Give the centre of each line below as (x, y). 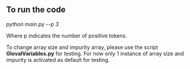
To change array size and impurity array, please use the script (82, 47)
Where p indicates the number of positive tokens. (67, 36)
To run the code (36, 10)
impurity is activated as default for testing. (58, 59)
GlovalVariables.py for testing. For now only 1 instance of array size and (95, 54)
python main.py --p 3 (32, 24)
